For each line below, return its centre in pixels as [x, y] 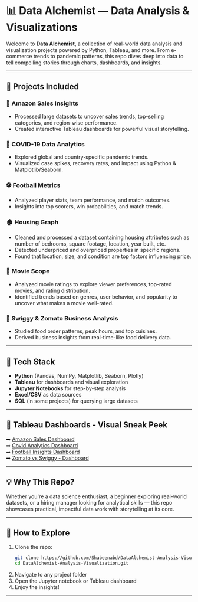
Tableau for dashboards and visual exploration [71, 382]
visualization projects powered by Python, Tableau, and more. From [88, 50]
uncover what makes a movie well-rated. [64, 303]
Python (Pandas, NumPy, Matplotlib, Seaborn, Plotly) [79, 375]
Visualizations [42, 27]
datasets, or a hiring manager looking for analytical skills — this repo [89, 502]
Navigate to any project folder [51, 575]
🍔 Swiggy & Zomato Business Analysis [62, 318]
